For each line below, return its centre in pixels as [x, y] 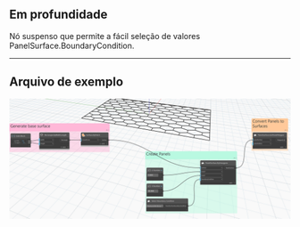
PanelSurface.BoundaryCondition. [72, 45]
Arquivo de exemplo [66, 82]
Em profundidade [58, 15]
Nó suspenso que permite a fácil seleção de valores [105, 36]
